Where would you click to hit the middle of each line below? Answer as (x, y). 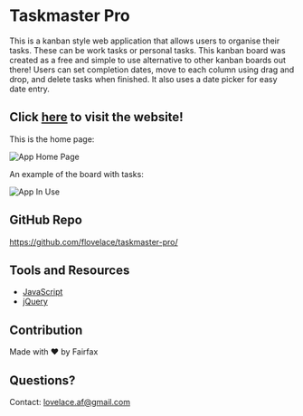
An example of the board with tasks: (77, 174)
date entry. (29, 89)
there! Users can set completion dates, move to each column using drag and (152, 70)
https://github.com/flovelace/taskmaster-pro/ (94, 241)
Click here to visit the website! (96, 117)
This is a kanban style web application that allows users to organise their (145, 41)
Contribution (46, 330)
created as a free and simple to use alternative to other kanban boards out (148, 60)
